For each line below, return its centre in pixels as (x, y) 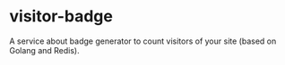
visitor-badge (61, 16)
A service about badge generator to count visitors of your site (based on (143, 41)
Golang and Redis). (44, 50)
